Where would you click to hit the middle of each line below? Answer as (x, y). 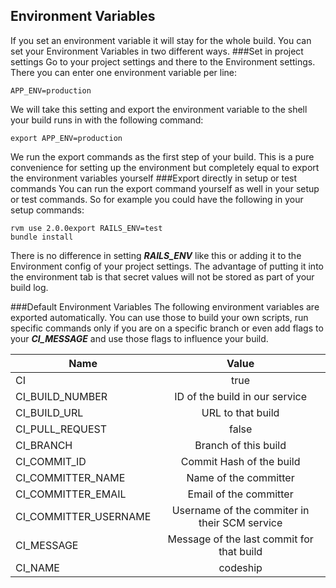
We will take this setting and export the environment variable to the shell (159, 109)
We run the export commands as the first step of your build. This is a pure (162, 156)
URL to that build (240, 412)
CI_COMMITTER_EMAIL (71, 494)
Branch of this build (240, 445)
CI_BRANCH (44, 445)
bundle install (42, 237)
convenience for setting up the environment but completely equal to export (165, 167)
